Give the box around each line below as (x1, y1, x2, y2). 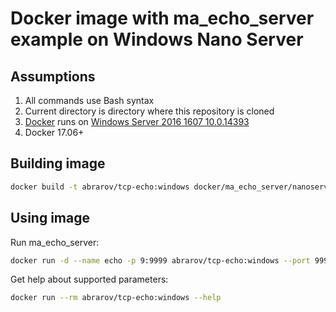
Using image (10, 210, 90, 227)
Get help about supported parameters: (10, 273, 169, 286)
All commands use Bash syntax (24, 95, 155, 106)
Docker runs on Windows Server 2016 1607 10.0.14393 (24, 116, 250, 127)
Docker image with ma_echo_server (10, 7, 315, 30)
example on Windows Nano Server (10, 28, 304, 51)
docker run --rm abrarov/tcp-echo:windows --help (10, 293, 222, 303)
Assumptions (10, 68, 96, 85)
